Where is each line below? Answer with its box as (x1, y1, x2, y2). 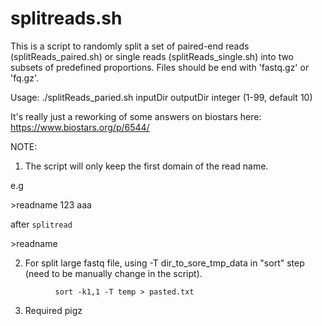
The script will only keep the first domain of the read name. (24, 160, 269, 172)
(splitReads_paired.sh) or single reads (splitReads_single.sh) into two (10, 50, 295, 62)
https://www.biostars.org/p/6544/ (10, 121, 150, 133)
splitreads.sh (10, 7, 123, 30)
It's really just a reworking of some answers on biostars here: (10, 110, 262, 122)
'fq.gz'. (10, 72, 39, 84)
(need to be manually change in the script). (24, 267, 203, 279)
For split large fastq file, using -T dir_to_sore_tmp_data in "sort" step (24, 257, 305, 269)
